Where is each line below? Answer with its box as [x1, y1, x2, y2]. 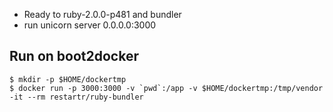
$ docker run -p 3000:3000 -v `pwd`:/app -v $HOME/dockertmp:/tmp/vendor [9, 83, 324, 93]
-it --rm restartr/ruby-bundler [9, 92, 144, 102]
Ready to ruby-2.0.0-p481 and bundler [23, 9, 182, 20]
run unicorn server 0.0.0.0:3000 [23, 19, 157, 31]
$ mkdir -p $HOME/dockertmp [9, 74, 127, 84]
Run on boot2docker [9, 48, 139, 65]
